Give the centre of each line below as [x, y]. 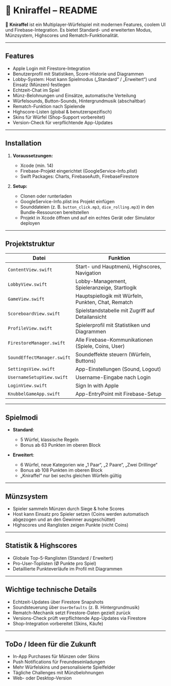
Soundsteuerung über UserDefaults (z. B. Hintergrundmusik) [76, 607]
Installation [23, 143]
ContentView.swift [30, 270]
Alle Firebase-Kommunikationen [114, 340]
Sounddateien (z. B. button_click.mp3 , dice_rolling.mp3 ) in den [87, 207]
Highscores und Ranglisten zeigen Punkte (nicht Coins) [70, 525]
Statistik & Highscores [41, 546]
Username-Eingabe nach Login [113, 377]
